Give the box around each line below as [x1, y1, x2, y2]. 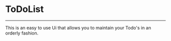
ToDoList [5, 3, 44, 15]
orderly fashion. [5, 30, 39, 36]
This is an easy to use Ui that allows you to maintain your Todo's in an [5, 24, 151, 30]
